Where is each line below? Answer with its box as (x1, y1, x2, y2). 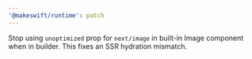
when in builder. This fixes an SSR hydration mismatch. (8, 41, 188, 51)
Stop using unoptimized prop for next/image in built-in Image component (8, 33, 244, 42)
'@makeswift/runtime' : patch (8, 11, 105, 20)
